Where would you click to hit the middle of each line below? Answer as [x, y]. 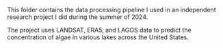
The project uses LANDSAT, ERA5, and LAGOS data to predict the [99, 30]
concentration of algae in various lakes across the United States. [98, 37]
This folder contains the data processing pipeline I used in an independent [112, 10]
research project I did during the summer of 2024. [78, 17]
